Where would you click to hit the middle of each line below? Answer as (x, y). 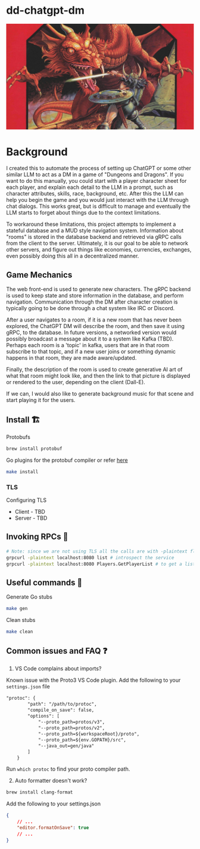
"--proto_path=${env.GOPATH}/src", (82, 740)
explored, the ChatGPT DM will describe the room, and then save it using (96, 326)
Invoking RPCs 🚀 (37, 537)
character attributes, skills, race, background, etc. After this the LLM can (95, 194)
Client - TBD (30, 512)
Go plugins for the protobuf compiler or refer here (67, 460)
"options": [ (44, 716)
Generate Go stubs (29, 597)
